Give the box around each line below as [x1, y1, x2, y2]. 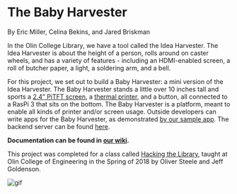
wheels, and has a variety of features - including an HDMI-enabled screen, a [7, 56, 231, 64]
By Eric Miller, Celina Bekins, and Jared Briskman [7, 28, 151, 36]
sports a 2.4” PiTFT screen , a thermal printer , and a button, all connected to [7, 92, 228, 101]
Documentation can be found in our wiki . [7, 135, 129, 145]
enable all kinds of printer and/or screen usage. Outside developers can [7, 107, 217, 116]
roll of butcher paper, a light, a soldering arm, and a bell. [7, 63, 171, 72]
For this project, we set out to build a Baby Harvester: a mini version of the [7, 77, 224, 85]
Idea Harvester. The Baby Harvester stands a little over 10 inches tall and [7, 85, 219, 93]
